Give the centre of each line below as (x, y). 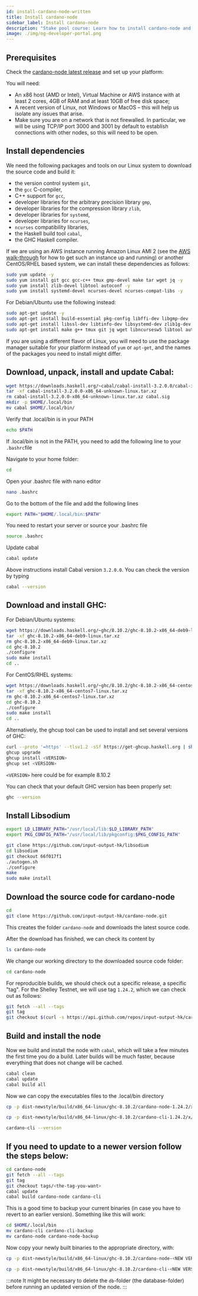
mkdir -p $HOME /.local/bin (39, 402)
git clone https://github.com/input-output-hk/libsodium (77, 846)
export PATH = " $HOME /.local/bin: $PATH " (54, 514)
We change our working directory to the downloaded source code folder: (95, 961)
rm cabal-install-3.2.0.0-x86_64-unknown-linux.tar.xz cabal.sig (88, 397)
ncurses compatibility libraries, (52, 227)
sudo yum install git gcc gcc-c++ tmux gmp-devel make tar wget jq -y (95, 280)
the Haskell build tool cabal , (48, 233)
